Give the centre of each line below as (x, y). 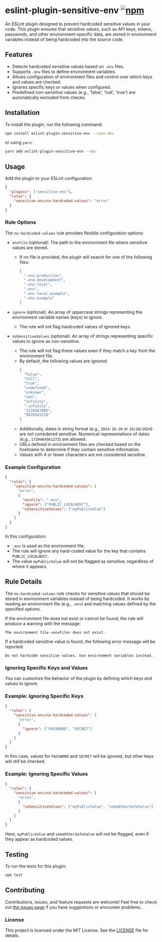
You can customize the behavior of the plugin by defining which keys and (79, 678)
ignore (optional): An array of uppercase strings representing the (77, 312)
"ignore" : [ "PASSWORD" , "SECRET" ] (57, 729)
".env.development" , (45, 280)
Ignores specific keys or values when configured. (62, 87)
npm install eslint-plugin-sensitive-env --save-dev (60, 133)
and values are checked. (37, 82)
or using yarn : (19, 142)
